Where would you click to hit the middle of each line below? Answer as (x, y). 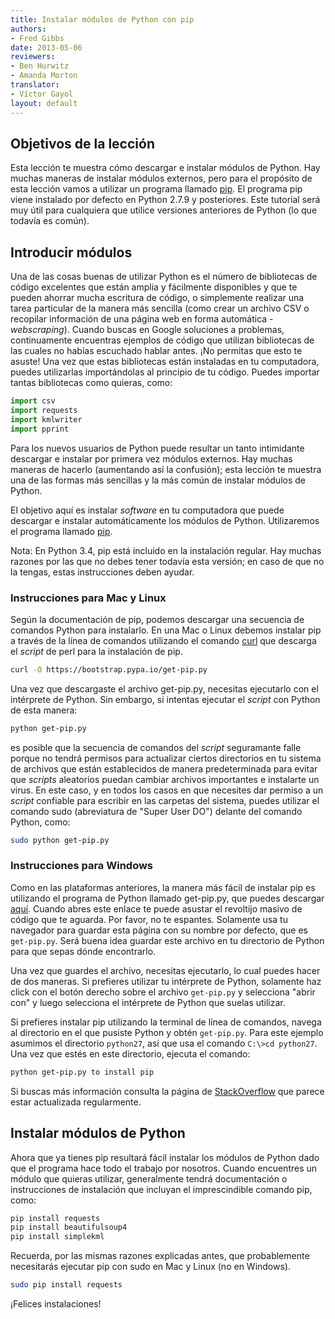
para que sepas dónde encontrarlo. (83, 951)
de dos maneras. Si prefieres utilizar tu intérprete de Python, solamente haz (166, 981)
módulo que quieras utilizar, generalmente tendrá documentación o (149, 1178)
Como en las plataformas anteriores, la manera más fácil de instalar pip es (163, 887)
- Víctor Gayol (42, 94)
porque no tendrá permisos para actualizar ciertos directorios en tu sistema (166, 758)
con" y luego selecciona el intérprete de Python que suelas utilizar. (148, 1002)
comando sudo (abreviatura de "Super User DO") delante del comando (156, 811)
